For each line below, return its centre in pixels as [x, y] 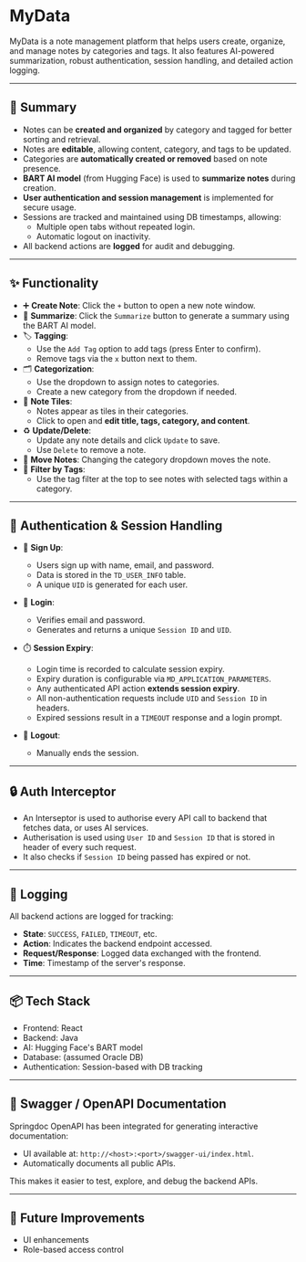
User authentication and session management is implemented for [148, 197]
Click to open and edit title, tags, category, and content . [143, 420]
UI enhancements [56, 1240]
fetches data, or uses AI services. [85, 828]
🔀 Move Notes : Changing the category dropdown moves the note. [147, 459]
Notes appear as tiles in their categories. [112, 411]
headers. [53, 708]
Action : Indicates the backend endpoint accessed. [117, 943]
